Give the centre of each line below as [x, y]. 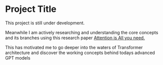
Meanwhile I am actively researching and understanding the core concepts [82, 32]
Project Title [31, 9]
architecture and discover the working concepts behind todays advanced [80, 53]
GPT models [18, 58]
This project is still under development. [45, 23]
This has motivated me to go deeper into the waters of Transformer [74, 47]
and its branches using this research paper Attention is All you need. [75, 38]
